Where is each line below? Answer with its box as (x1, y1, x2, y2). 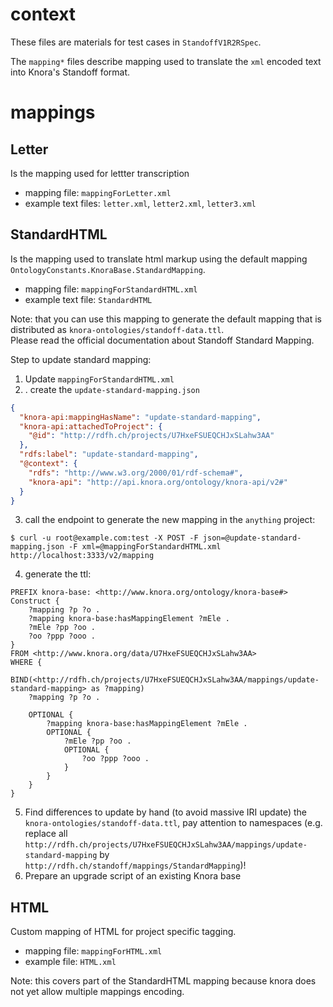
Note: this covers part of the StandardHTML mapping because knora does (10, 975, 317, 987)
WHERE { (10, 658, 43, 668)
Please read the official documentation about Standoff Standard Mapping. (10, 334, 315, 346)
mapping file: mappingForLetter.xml (24, 186, 172, 198)
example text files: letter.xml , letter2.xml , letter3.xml (24, 197, 257, 209)
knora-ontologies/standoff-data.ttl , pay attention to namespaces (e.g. (24, 817, 323, 829)
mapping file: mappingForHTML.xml (24, 945, 163, 957)
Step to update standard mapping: (10, 353, 152, 365)
